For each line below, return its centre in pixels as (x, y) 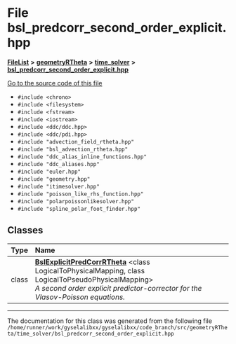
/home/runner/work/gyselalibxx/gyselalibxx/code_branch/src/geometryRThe (118, 327)
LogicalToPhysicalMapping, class (90, 270)
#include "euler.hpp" (49, 172)
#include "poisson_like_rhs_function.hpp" (80, 194)
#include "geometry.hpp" (54, 179)
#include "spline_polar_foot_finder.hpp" (79, 209)
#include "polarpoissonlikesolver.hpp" (76, 201)
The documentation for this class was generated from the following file (110, 321)
